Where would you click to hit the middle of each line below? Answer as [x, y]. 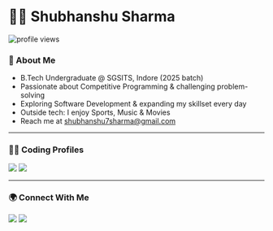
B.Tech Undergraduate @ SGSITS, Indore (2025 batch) [112, 78]
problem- [232, 87]
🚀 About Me [32, 60]
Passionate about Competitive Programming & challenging [117, 87]
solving [32, 95]
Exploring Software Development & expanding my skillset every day [133, 104]
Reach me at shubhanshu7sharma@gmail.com [98, 121]
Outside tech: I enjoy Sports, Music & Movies [95, 112]
